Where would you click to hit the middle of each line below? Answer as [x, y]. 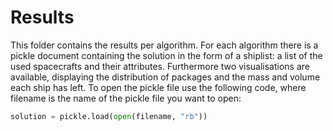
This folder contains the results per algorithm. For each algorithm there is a [164, 45]
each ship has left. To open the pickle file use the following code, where [158, 87]
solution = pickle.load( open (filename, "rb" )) [109, 116]
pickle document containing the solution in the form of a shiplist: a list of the [166, 55]
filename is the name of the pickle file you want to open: [126, 98]
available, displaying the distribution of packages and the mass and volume [165, 77]
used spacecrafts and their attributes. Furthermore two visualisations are [160, 66]
